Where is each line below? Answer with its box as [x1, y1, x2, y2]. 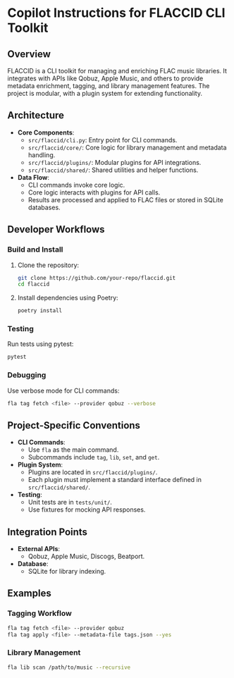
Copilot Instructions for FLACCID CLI [7, 5, 226, 21]
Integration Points [7, 526, 88, 538]
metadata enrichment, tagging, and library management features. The [7, 82, 210, 90]
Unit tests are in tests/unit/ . [27, 498, 113, 507]
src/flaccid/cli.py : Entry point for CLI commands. [27, 135, 178, 144]
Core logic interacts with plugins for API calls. [27, 188, 161, 197]
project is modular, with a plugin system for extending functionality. [7, 90, 203, 97]
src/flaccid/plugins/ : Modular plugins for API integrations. [27, 158, 202, 166]
